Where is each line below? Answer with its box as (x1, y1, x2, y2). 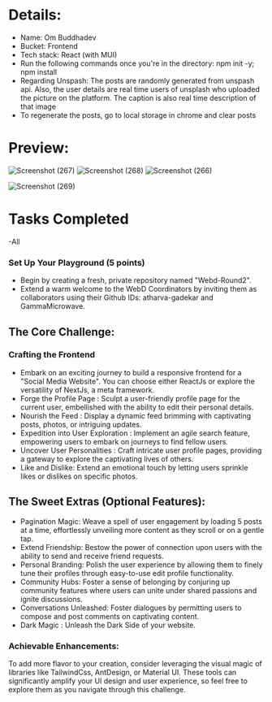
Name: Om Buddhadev (19, 32, 97, 42)
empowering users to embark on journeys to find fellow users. (19, 436, 229, 446)
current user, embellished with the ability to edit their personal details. (19, 402, 254, 412)
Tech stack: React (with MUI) (19, 50, 118, 59)
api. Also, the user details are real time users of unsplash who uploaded (19, 84, 260, 94)
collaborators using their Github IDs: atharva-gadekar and (19, 292, 214, 302)
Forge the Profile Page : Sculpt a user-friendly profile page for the (19, 393, 240, 403)
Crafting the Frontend (8, 349, 96, 361)
